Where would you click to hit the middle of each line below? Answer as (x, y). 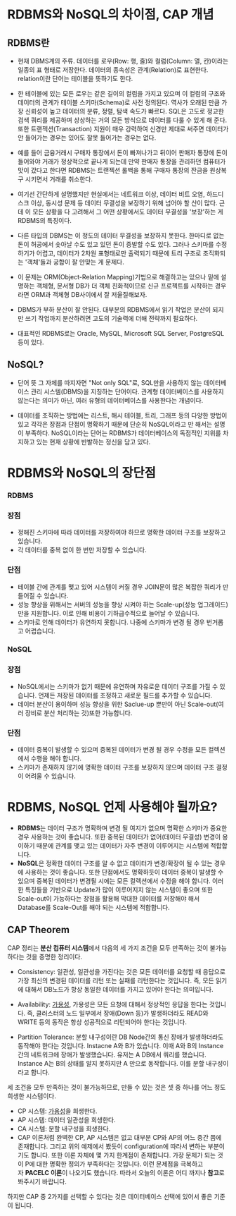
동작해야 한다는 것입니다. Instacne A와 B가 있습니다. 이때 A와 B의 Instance (120, 1045)
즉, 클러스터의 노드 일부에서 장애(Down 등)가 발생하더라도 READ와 (118, 1013)
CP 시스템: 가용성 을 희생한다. (57, 1111)
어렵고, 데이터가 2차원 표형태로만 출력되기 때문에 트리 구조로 (119, 253)
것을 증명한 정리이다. (54, 956)
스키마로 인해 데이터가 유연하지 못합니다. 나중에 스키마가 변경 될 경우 (111, 622)
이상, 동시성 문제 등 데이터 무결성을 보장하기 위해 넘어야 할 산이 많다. (124, 203)
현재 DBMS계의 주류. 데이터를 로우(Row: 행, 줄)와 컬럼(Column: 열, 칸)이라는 (123, 61)
